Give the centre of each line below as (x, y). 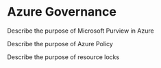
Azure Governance (62, 12)
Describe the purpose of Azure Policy (60, 44)
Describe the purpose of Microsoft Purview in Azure (80, 31)
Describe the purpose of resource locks (63, 57)
